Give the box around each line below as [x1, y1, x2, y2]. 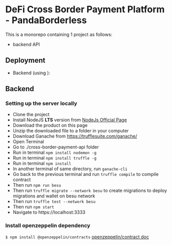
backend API [12, 41, 40, 47]
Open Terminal [12, 139, 45, 145]
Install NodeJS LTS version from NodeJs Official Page [12, 117, 127, 123]
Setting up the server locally [5, 100, 78, 107]
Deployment [5, 56, 46, 65]
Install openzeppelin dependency [5, 222, 91, 229]
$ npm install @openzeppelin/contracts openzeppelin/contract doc [5, 234, 149, 240]
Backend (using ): [12, 70, 50, 76]
